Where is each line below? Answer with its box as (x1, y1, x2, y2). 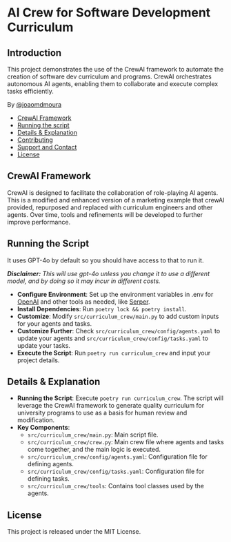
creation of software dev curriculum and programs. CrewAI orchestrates (7, 72, 212, 81)
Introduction (7, 47, 62, 59)
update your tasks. (17, 341, 71, 349)
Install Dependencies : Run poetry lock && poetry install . (17, 304, 188, 313)
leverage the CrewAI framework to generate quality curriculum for (17, 402, 205, 410)
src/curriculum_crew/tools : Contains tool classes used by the (27, 482, 205, 490)
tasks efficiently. (7, 87, 54, 95)
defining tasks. (27, 475, 70, 483)
